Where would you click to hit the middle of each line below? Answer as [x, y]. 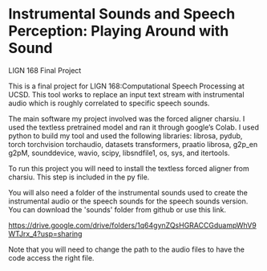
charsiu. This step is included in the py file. [79, 177]
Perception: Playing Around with [119, 31]
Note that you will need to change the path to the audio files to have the [126, 249]
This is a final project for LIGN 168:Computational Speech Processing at [126, 86]
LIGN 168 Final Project [45, 70]
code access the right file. [51, 257]
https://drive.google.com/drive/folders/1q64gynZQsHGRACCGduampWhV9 [132, 225]
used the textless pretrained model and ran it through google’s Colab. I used [133, 127]
